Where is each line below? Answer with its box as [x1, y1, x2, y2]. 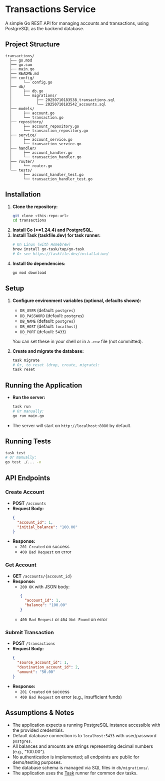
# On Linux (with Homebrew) [12, 242, 71, 247]
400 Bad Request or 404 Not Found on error [19, 617, 107, 623]
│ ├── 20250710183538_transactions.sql [9, 97, 115, 103]
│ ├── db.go [9, 88, 43, 93]
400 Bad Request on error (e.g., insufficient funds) [19, 694, 122, 700]
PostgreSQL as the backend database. [5, 25, 84, 31]
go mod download [12, 270, 46, 275]
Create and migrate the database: [12, 348, 84, 354]
